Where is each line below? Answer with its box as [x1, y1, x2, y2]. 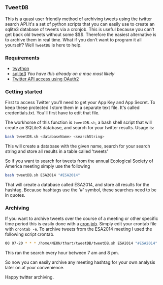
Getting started [5, 88, 43, 95]
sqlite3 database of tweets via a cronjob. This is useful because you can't [5, 26, 155, 32]
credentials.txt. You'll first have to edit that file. [5, 110, 100, 116]
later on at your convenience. [5, 265, 65, 271]
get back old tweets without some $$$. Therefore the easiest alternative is [5, 32, 157, 37]
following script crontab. [5, 231, 55, 237]
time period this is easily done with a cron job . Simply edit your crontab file [5, 221, 157, 227]
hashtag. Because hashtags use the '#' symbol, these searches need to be [5, 187, 157, 193]
